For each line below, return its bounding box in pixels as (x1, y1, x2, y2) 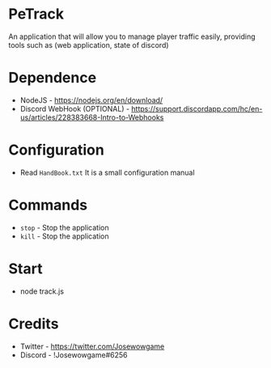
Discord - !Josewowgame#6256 (19, 349, 128, 360)
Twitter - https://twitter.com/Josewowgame (19, 341, 165, 351)
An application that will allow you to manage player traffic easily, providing (8, 32, 256, 41)
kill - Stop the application (19, 231, 109, 241)
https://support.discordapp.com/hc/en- (131, 104, 263, 113)
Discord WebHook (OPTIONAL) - (19, 104, 130, 113)
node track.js (19, 286, 65, 296)
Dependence (8, 69, 97, 87)
